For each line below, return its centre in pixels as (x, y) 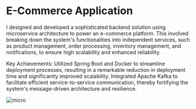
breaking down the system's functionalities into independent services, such (98, 39)
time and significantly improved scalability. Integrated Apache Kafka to (92, 76)
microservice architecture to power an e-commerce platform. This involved (97, 33)
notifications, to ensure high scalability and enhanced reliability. (84, 52)
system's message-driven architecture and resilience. (71, 88)
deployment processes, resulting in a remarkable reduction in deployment (96, 70)
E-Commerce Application (70, 11)
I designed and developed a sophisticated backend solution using (86, 27)
